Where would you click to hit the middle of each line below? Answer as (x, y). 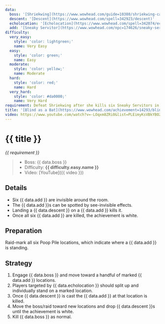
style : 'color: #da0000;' (41, 96)
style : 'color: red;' (36, 82)
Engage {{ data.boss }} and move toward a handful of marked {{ (77, 275)
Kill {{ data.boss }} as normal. (42, 317)
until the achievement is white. (43, 312)
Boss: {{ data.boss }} (46, 162)
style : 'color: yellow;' (39, 69)
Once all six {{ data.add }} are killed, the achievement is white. (75, 215)
